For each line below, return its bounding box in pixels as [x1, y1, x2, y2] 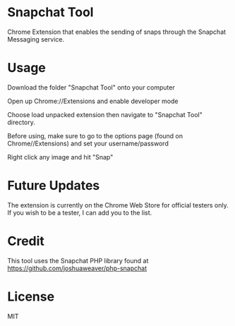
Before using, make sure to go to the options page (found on [7, 131, 183, 140]
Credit [7, 234, 44, 249]
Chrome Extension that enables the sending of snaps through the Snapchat [7, 28, 227, 36]
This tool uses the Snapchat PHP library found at [7, 256, 149, 265]
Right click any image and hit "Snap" [7, 152, 114, 161]
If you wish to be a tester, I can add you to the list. [7, 208, 152, 217]
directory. [7, 118, 35, 126]
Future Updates [7, 178, 100, 194]
